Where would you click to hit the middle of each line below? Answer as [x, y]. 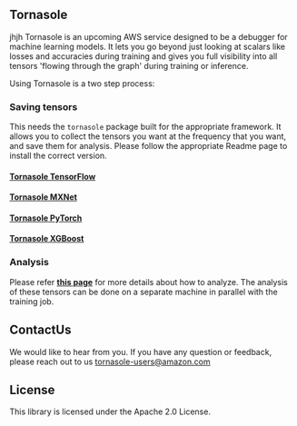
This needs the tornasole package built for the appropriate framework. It [145, 127]
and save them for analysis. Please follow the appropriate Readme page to [148, 146]
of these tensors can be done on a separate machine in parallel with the [144, 292]
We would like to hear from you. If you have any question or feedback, [141, 352]
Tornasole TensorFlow [53, 176]
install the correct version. [58, 156]
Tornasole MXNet [43, 197]
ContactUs [40, 330]
